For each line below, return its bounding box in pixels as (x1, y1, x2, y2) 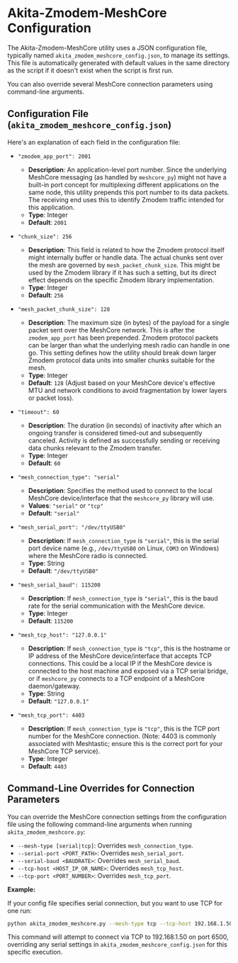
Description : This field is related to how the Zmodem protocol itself (28, 245, 225, 254)
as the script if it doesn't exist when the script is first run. (7, 66, 174, 74)
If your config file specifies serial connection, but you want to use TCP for (7, 898, 223, 907)
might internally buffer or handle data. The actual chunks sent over (28, 253, 223, 262)
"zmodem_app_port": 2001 (17, 152, 91, 160)
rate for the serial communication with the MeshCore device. (28, 601, 205, 610)
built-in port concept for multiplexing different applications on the (28, 180, 220, 189)
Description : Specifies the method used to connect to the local (28, 486, 212, 494)
